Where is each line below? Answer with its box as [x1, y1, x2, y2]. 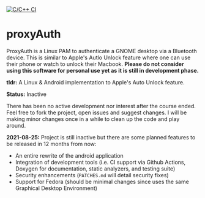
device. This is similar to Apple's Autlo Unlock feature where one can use [6, 54, 191, 61]
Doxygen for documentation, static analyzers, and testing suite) [15, 165, 176, 172]
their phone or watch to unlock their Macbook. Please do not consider [6, 60, 185, 67]
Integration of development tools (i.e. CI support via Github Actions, [15, 158, 186, 166]
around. [6, 122, 26, 129]
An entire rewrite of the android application [15, 152, 124, 159]
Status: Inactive [6, 90, 47, 98]
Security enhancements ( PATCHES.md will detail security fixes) [15, 171, 170, 178]
